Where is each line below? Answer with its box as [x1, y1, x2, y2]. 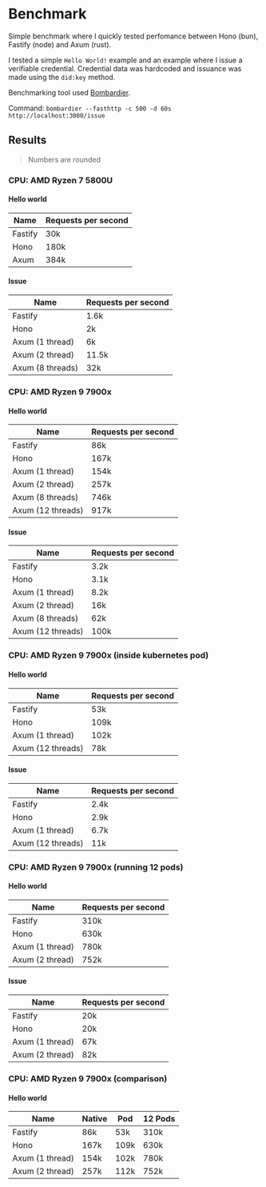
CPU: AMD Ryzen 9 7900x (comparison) [8, 1073, 168, 1084]
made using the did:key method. [8, 72, 116, 82]
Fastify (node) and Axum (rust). [8, 39, 112, 49]
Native [81, 1113, 108, 1125]
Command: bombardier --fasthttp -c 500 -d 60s [8, 103, 172, 113]
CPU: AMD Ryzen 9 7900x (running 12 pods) [8, 861, 184, 873]
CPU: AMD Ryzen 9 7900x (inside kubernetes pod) [8, 649, 209, 661]
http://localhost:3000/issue [8, 111, 105, 120]
